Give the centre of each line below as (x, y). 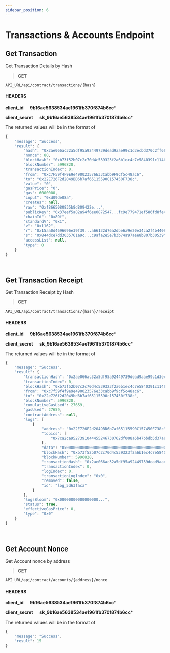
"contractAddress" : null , (51, 415)
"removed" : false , (61, 481)
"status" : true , (40, 504)
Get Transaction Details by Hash (39, 66)
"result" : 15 (28, 641)
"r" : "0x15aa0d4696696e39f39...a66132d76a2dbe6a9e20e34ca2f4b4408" (96, 231)
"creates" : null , (41, 203)
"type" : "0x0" (38, 514)
